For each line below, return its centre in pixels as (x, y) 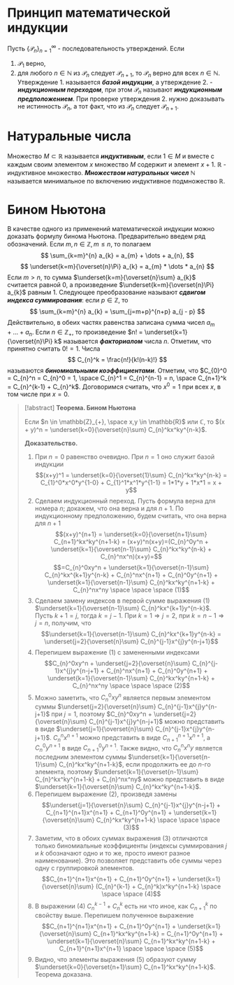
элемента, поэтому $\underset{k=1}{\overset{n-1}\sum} (117, 772)
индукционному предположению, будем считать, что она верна (131, 515)
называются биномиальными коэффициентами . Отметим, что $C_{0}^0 (117, 371)
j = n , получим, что (63, 623)
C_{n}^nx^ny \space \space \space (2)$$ (131, 685)
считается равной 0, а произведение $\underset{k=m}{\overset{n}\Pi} (111, 285)
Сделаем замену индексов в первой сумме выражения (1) (122, 601)
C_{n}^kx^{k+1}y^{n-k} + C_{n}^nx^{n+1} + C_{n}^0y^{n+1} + (131, 575)
